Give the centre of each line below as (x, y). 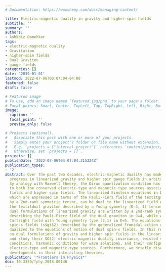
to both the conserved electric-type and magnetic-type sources (77, 188)
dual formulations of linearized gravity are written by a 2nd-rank (82, 211)
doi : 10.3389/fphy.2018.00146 (36, 262)
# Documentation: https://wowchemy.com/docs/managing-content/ (72, 10)
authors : (14, 33)
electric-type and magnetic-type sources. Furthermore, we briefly (81, 248)
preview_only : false (31, 124)
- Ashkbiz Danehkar (25, 37)
